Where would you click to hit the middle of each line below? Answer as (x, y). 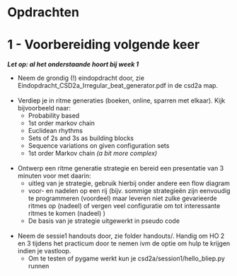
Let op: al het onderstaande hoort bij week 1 (73, 64)
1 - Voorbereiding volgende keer (104, 45)
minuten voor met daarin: (54, 176)
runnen (39, 266)
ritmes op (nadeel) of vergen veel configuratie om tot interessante (124, 206)
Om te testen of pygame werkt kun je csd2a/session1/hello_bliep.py (126, 258)
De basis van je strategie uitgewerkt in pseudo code (104, 221)
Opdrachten (44, 12)
